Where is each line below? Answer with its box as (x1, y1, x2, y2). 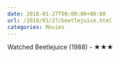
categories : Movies (7, 23, 65, 30)
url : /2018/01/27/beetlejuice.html (7, 17, 113, 24)
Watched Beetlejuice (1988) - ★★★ (7, 43, 114, 52)
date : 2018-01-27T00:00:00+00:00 (7, 10, 106, 18)
